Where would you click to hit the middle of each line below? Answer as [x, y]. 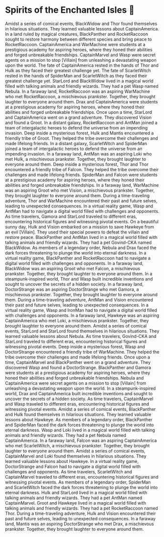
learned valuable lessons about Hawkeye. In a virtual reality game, [72, 461]
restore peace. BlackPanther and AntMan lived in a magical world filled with [81, 237]
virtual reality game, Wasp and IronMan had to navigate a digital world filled [81, 310]
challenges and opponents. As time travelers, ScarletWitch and [69, 472]
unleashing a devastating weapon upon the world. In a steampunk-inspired [80, 388]
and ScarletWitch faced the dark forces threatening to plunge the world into [82, 487]
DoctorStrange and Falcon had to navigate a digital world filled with [73, 466]
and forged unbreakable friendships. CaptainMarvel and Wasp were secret [80, 55]
